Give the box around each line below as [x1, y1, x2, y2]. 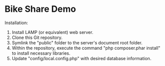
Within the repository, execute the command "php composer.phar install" [11, 45, 161, 51]
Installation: [4, 20, 28, 26]
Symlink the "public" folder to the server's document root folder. [11, 39, 143, 45]
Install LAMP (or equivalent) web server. [11, 29, 93, 35]
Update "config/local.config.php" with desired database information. [11, 55, 152, 61]
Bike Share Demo [4, 3, 76, 15]
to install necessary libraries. [11, 50, 71, 56]
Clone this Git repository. [11, 34, 63, 40]
